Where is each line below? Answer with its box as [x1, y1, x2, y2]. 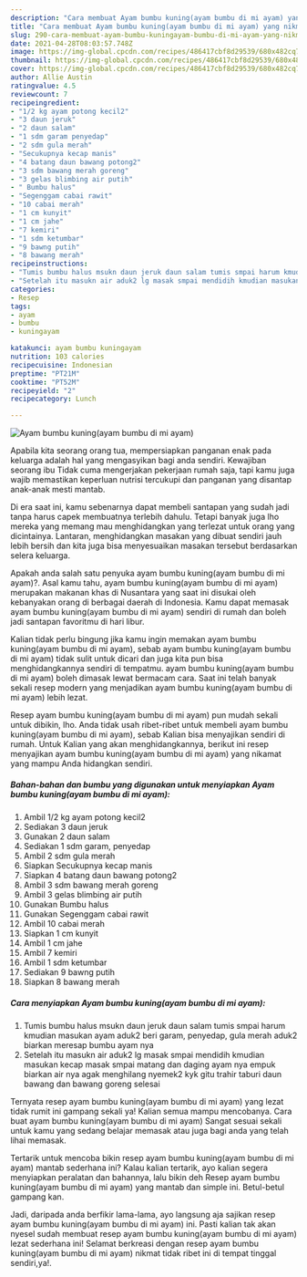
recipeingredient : [10, 98, 80, 108]
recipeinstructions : [10, 259, 89, 269]
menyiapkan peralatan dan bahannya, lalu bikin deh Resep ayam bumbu [10, 1172, 281, 1183]
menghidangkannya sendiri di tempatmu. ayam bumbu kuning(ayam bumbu [10, 663, 294, 674]
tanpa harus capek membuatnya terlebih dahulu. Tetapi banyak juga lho [10, 512, 280, 523]
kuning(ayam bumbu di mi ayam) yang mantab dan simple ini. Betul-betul [10, 1182, 285, 1193]
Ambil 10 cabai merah [23, 919, 106, 929]
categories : [10, 285, 56, 294]
